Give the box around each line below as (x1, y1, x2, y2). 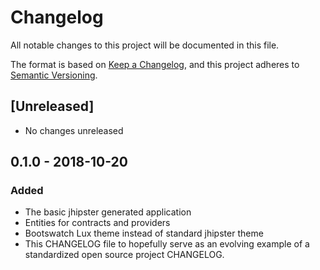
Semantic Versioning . (10, 69, 98, 81)
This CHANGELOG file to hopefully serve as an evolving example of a (24, 238, 310, 250)
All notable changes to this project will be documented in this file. (10, 39, 280, 51)
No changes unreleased (24, 124, 124, 136)
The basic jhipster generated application (24, 206, 192, 218)
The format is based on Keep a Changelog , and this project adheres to (10, 58, 300, 70)
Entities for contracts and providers (24, 217, 171, 229)
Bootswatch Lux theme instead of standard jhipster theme (24, 227, 264, 240)
